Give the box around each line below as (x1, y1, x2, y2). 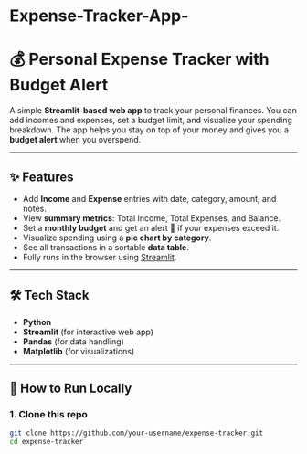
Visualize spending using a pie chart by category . (22, 232, 212, 243)
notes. (22, 203, 48, 214)
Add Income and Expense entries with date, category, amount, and (22, 193, 277, 204)
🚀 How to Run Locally (9, 381, 132, 396)
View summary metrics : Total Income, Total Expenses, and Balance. (22, 212, 281, 224)
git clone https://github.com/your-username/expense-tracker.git (9, 428, 263, 438)
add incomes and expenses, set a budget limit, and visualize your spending (9, 115, 292, 126)
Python (22, 316, 52, 327)
